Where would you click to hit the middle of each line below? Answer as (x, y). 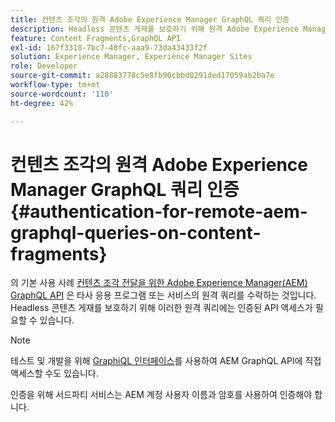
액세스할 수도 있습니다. (54, 373)
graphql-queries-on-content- (136, 232)
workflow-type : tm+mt (55, 85)
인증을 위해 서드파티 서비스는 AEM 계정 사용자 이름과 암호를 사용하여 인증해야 (161, 395)
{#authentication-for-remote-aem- (159, 211)
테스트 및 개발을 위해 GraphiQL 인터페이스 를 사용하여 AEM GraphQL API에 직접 (166, 361)
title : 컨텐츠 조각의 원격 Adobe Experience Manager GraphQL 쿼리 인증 (150, 19)
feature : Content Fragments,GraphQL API (96, 38)
